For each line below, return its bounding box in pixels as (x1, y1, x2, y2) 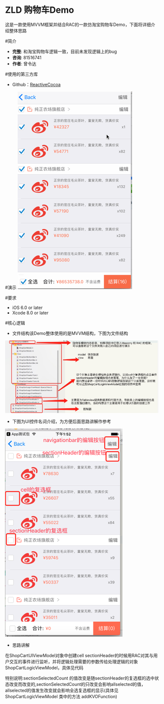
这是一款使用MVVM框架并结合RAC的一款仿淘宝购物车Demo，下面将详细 (5, 22, 151, 27)
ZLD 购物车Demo (5, 4, 74, 16)
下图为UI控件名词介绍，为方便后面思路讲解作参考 (12, 419, 111, 424)
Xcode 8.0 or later (12, 309, 49, 316)
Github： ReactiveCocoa (12, 81, 61, 87)
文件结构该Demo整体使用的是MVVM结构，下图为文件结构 (12, 330, 128, 336)
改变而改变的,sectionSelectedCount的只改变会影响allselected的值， (9, 681, 146, 687)
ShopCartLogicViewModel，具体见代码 (5, 665, 84, 671)
